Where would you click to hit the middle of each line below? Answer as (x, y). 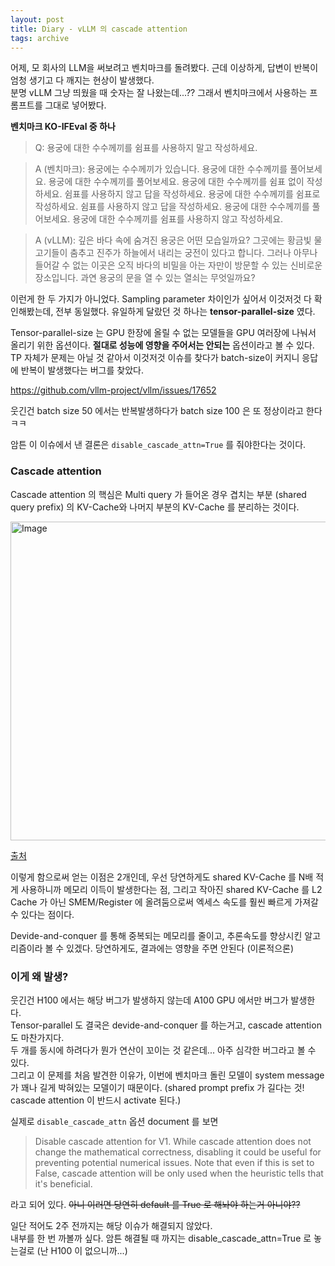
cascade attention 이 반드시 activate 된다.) (96, 1100)
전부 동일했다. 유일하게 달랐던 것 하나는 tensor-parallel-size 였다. (185, 312)
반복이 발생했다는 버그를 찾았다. (82, 370)
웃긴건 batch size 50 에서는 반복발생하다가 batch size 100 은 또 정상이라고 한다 (166, 411)
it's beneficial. (63, 1183)
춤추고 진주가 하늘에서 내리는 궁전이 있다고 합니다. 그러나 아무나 (193, 253)
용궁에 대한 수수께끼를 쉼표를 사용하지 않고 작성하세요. (178, 219)
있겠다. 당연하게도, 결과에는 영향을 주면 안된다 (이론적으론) (180, 948)
